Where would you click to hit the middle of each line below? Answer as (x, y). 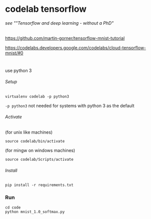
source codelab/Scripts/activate (39, 159)
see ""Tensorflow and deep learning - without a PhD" (60, 23)
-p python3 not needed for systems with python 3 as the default (70, 106)
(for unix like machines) (29, 132)
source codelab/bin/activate (35, 141)
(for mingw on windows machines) (40, 150)
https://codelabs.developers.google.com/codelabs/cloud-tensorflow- (75, 48)
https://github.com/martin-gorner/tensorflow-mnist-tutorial (65, 38)
